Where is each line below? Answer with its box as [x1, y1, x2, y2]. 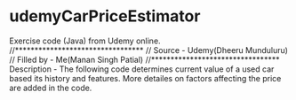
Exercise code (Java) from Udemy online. [9, 35, 162, 46]
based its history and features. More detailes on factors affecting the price [9, 73, 282, 83]
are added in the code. [9, 82, 92, 93]
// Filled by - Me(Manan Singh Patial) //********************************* [9, 54, 280, 65]
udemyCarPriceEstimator [9, 6, 201, 27]
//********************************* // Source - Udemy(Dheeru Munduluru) [9, 44, 289, 55]
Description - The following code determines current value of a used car [9, 64, 275, 74]
